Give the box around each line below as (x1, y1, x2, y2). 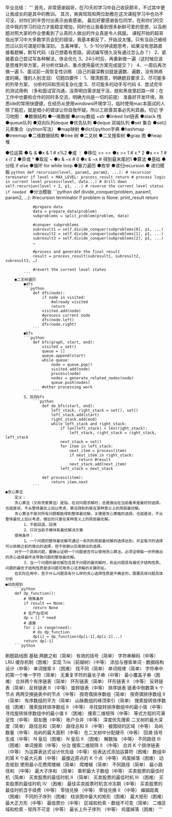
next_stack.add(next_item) (69, 462, 127, 467)
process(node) (51, 371, 81, 376)
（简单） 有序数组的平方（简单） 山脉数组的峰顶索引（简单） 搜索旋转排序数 (5, 698, 166, 703)
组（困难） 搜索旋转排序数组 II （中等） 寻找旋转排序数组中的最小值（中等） (5, 704, 165, 710)
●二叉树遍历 (14, 277, 36, 282)
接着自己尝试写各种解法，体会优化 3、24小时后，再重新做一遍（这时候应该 (5, 56, 163, 61)
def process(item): (41, 475, 83, 480)
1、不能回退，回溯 (24, 522, 57, 527)
